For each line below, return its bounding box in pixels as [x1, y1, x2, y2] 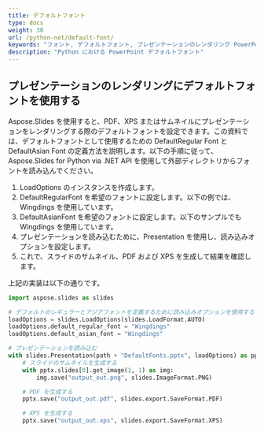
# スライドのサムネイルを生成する [22, 359, 118, 367]
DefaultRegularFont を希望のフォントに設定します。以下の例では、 [19, 192, 236, 202]
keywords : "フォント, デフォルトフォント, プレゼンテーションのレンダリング [8, 41, 231, 49]
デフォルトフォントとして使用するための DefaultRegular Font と [21, 136, 228, 146]
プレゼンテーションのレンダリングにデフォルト [8, 80, 236, 93]
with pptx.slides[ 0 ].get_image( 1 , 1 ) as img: [22, 366, 174, 374]
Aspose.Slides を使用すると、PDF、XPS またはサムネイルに [8, 116, 202, 126]
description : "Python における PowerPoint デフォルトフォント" [8, 48, 204, 56]
